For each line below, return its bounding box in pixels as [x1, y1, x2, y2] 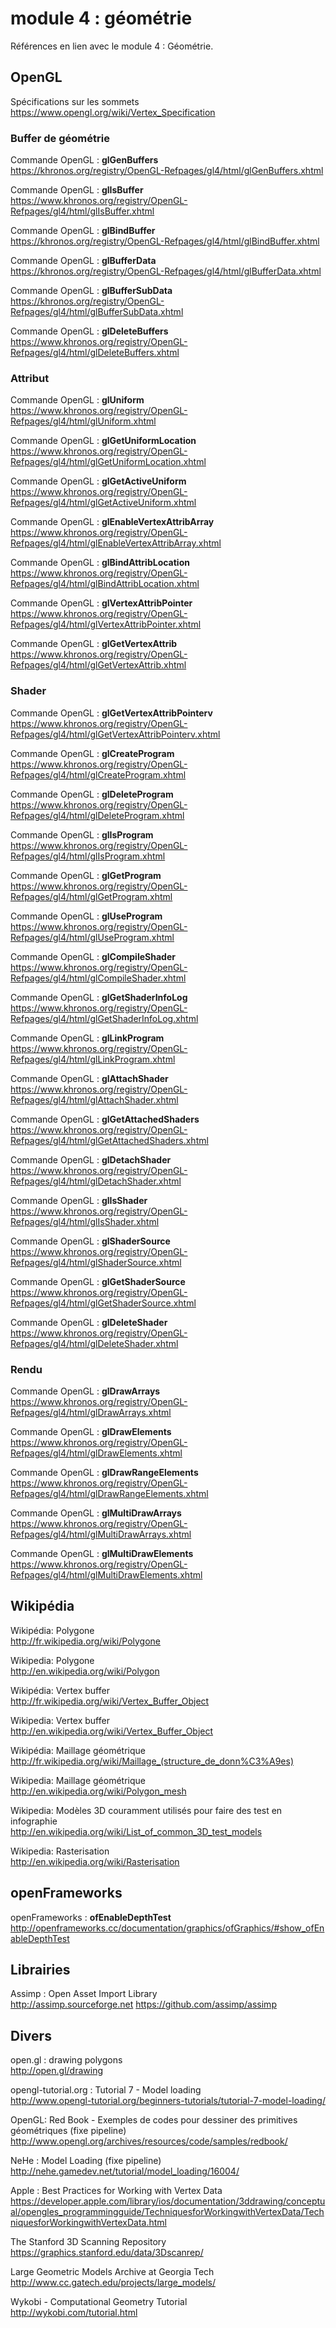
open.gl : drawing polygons [10, 2054, 123, 2066]
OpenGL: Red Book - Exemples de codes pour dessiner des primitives [10, 2114, 298, 2126]
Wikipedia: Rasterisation [10, 1845, 110, 1857]
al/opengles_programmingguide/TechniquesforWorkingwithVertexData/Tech [10, 2206, 325, 2218]
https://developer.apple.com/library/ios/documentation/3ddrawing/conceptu [10, 2195, 326, 2207]
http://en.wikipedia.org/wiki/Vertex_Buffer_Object [10, 1725, 214, 1737]
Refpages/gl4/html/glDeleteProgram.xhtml [10, 809, 185, 821]
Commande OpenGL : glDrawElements [10, 1425, 172, 1437]
